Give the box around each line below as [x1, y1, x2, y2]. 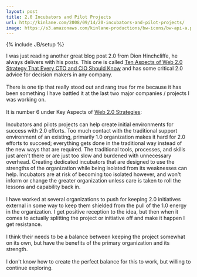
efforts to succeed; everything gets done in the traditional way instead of [6, 140, 182, 147]
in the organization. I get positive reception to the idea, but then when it [6, 208, 179, 215]
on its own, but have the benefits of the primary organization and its [6, 239, 170, 246]
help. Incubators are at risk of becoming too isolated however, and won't [6, 171, 181, 178]
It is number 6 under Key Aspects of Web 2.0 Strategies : [6, 109, 142, 116]
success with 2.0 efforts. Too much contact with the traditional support [6, 127, 178, 134]
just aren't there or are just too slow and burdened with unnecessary [6, 152, 172, 159]
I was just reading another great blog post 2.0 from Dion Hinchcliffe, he [6, 52, 178, 59]
